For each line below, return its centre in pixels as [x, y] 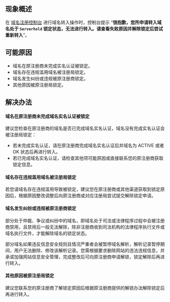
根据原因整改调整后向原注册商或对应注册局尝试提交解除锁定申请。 [87, 196]
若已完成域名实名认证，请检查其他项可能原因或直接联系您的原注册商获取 [88, 158]
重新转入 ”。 [17, 35]
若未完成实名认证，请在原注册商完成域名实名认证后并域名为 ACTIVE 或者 [88, 146]
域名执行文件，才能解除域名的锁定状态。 [47, 233]
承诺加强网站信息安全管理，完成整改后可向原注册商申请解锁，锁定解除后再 [83, 257]
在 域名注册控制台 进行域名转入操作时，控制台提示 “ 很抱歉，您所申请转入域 [83, 22]
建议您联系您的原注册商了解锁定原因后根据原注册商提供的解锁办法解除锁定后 [85, 288]
